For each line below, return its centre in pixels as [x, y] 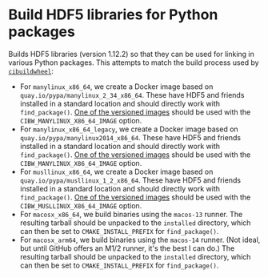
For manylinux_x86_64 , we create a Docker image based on [116, 87]
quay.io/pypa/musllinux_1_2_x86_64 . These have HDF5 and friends [130, 180]
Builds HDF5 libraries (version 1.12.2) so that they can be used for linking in [131, 54]
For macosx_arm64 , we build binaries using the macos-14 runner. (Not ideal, [140, 240]
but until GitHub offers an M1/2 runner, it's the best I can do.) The [127, 248]
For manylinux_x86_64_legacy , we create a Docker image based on [129, 129]
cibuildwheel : [31, 71]
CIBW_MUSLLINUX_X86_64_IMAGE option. [81, 205]
